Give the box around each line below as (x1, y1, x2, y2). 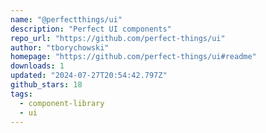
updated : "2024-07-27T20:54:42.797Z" (10, 71, 168, 81)
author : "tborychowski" (10, 42, 110, 53)
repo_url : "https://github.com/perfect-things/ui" (10, 33, 226, 43)
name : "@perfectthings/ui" (10, 14, 123, 25)
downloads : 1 (10, 61, 65, 71)
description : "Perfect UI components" (10, 24, 172, 34)
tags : (10, 89, 33, 99)
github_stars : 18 (10, 80, 83, 90)
